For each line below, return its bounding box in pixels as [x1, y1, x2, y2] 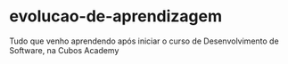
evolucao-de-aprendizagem [9, 6, 223, 27]
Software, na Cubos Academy [9, 44, 119, 55]
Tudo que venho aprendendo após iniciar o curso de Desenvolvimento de [9, 36, 279, 46]
